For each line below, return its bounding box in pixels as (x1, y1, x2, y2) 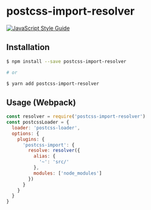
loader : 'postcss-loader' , (12, 125, 80, 131)
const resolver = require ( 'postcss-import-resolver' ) (6, 114, 146, 120)
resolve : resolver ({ (28, 148, 80, 154)
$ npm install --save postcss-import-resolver (6, 58, 127, 65)
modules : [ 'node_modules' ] (33, 170, 102, 176)
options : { (12, 130, 40, 137)
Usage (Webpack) (6, 97, 76, 107)
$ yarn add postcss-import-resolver (6, 81, 99, 87)
